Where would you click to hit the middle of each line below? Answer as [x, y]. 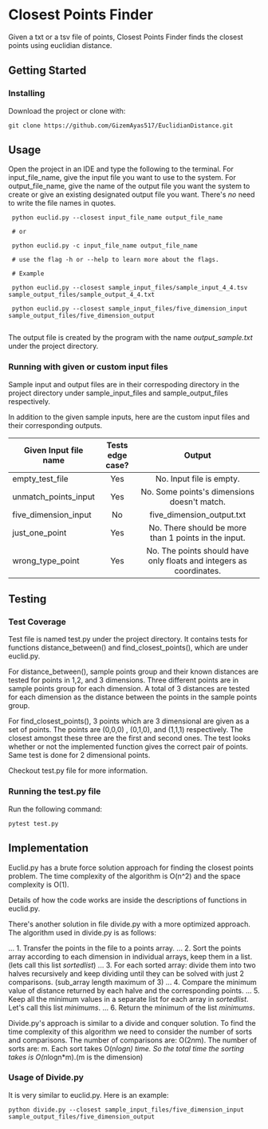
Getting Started [47, 71]
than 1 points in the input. [198, 538]
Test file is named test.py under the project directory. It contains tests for [128, 639]
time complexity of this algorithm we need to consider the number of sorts [130, 1031]
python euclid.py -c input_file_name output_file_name [104, 246]
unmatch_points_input [54, 496]
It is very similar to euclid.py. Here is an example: [89, 1095]
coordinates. [198, 571]
